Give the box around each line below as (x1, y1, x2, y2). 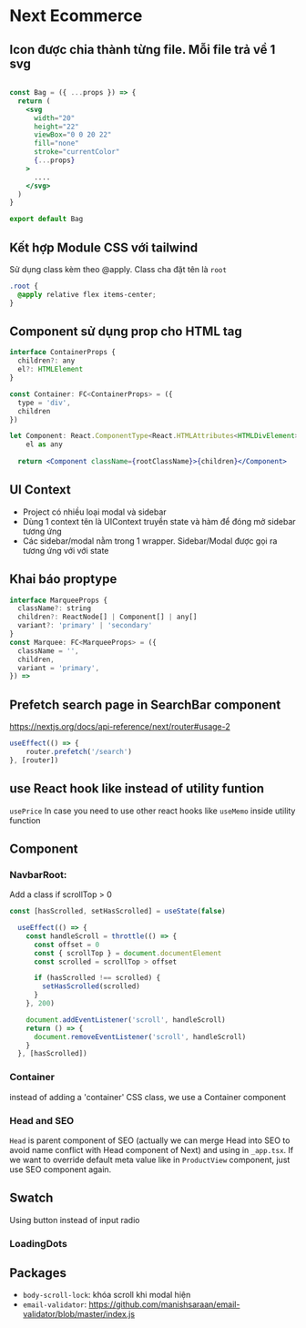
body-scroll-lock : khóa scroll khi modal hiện (22, 1290, 191, 1301)
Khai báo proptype (9, 571, 117, 587)
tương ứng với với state (22, 545, 109, 556)
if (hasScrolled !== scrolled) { (33, 974, 161, 983)
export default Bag (9, 215, 84, 224)
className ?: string (17, 604, 92, 613)
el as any (25, 440, 64, 449)
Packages (9, 1265, 66, 1281)
